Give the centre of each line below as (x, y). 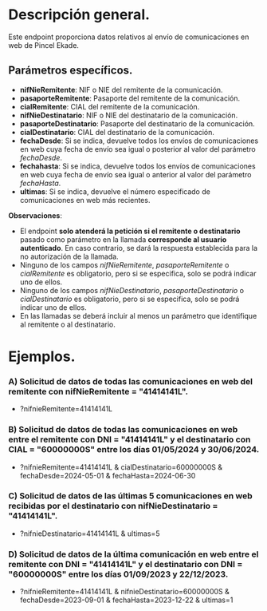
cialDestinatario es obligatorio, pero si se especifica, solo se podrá (130, 299)
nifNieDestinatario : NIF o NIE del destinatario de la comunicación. (129, 115)
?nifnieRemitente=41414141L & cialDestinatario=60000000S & (121, 467)
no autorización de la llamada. (69, 256)
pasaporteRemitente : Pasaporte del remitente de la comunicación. (130, 98)
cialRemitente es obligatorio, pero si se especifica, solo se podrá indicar (138, 273)
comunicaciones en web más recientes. (85, 200)
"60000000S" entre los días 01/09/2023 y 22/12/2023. (118, 574)
